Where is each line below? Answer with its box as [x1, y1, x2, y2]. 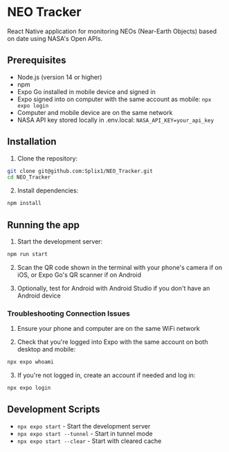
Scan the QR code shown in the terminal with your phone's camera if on [17, 263, 223, 271]
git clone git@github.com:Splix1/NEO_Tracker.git [7, 168, 154, 174]
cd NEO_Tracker [7, 174, 51, 181]
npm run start [7, 251, 48, 257]
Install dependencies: [17, 186, 79, 195]
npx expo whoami [7, 359, 54, 365]
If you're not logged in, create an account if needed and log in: [17, 371, 196, 379]
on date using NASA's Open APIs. [7, 34, 103, 42]
